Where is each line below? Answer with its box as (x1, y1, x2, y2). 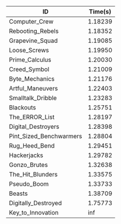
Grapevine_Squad (9, 36, 58, 45)
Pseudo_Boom (9, 180, 49, 188)
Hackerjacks (9, 151, 44, 159)
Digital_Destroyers (9, 123, 60, 131)
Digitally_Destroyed (9, 199, 63, 207)
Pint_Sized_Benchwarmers (9, 132, 82, 140)
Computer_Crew (9, 18, 54, 25)
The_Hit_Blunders (9, 170, 58, 178)
